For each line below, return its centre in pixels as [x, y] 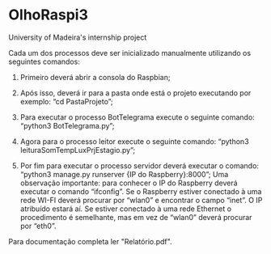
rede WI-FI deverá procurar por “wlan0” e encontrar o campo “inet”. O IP [141, 200]
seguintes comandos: [44, 61]
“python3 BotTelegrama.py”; [67, 125]
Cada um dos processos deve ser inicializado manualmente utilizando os [130, 53]
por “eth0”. [38, 226]
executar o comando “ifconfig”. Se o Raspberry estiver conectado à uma [141, 191]
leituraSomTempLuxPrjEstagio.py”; [78, 150]
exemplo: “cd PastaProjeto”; [66, 101]
